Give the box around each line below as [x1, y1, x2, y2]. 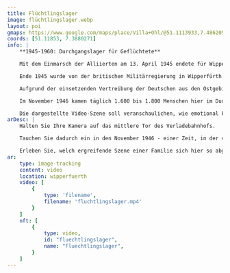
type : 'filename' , [43, 192, 97, 199]
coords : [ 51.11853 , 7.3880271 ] [7, 36, 97, 42]
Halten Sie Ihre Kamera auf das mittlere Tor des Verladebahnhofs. [19, 122, 216, 130]
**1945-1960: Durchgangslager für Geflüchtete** [19, 49, 161, 55]
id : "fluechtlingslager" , [43, 237, 118, 244]
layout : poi [7, 23, 41, 29]
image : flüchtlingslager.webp [7, 16, 94, 23]
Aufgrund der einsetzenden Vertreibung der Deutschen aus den [19, 85, 201, 92]
